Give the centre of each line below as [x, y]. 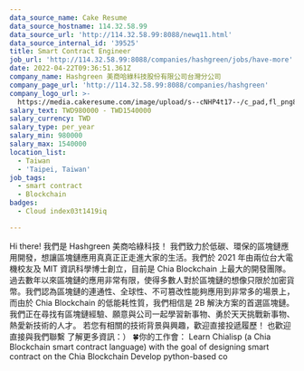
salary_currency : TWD [50, 119]
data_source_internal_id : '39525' [75, 43]
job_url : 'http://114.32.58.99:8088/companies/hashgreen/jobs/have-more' [152, 60]
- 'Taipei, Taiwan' [54, 169]
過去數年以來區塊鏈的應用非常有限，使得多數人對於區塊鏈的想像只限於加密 [148, 280]
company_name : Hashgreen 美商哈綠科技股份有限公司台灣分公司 [115, 77]
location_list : [38, 152]
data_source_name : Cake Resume [68, 18]
